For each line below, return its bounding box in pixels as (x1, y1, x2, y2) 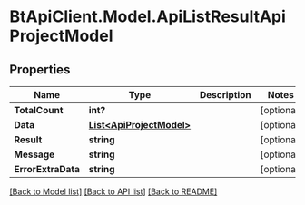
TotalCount (14, 104, 64, 116)
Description (199, 89, 251, 101)
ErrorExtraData (14, 163, 80, 175)
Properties (9, 62, 71, 77)
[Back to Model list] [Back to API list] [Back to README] (9, 186, 218, 197)
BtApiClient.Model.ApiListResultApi (9, 6, 286, 27)
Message (14, 148, 55, 161)
